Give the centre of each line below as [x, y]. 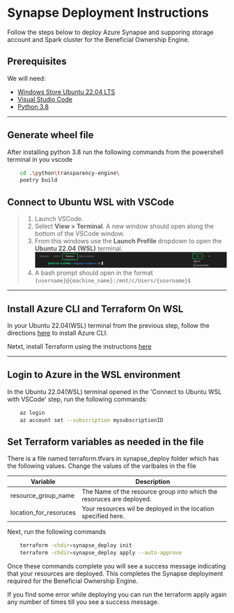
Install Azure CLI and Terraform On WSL [95, 309]
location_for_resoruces [43, 512]
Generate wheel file [50, 135]
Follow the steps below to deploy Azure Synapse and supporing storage [110, 32]
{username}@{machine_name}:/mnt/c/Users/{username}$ [113, 281]
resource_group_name [42, 495]
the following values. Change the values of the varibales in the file [102, 466]
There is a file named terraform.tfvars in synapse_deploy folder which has [113, 459]
